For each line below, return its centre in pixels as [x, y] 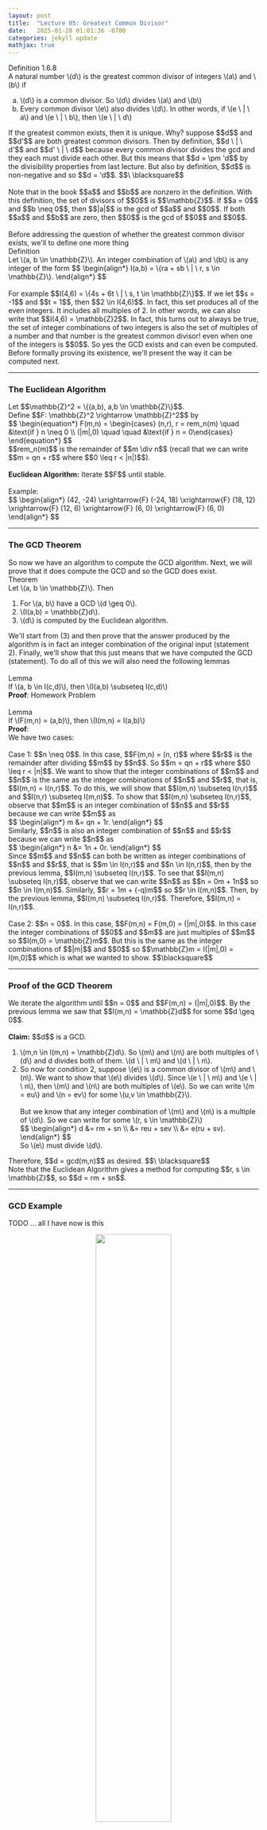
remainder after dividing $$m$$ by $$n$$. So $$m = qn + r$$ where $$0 [130, 763]
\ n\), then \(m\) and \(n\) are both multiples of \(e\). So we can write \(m [137, 1086]
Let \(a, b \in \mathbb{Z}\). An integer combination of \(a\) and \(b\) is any [128, 260]
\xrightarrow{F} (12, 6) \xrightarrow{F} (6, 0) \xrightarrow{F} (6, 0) [116, 509]
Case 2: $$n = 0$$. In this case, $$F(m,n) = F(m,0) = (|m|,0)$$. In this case [132, 923]
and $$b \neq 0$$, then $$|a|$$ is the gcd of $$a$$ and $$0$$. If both [127, 209]
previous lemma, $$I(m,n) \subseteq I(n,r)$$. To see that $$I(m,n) [116, 873]
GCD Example [35, 1206]
